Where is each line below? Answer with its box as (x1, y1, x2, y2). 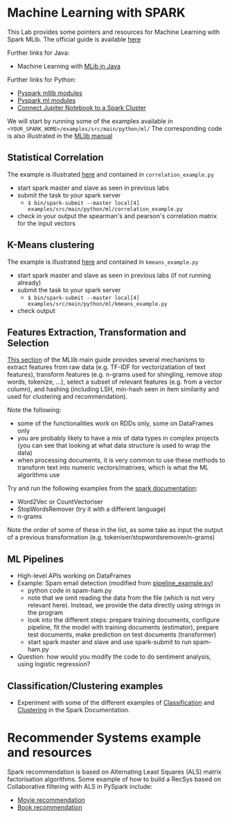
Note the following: (7, 406, 62, 414)
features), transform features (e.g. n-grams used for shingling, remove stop (7, 371, 223, 379)
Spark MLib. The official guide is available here (7, 35, 141, 43)
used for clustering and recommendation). (7, 393, 128, 401)
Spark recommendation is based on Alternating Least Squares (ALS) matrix (7, 767, 222, 776)
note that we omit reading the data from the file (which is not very (27, 594, 215, 602)
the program (27, 608, 64, 617)
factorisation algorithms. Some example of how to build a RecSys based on (7, 774, 222, 783)
